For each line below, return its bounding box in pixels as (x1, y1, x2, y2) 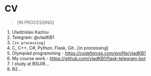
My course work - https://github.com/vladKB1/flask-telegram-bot (11, 55, 146, 61)
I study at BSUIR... (11, 61, 49, 67)
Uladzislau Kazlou (11, 29, 49, 35)
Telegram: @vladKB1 (11, 34, 54, 40)
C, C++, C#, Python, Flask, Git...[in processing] (11, 45, 109, 51)
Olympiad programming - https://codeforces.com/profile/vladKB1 (11, 50, 146, 56)
